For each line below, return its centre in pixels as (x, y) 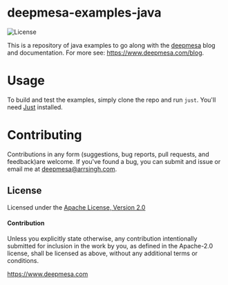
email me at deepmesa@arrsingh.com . (62, 169)
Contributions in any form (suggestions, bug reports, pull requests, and (108, 154)
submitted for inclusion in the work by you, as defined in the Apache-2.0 (110, 246)
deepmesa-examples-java (84, 13)
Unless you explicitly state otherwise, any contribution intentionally (102, 238)
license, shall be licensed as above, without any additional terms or (103, 253)
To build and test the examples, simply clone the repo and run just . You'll (112, 100)
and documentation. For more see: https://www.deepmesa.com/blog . (106, 53)
